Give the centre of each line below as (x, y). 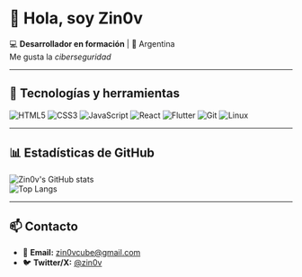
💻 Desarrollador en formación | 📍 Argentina (92, 43)
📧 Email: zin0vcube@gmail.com (81, 253)
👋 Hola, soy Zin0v (76, 18)
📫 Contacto (44, 226)
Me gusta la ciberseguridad (60, 57)
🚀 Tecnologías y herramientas (94, 94)
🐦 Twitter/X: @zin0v (62, 263)
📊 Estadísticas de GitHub (82, 153)
